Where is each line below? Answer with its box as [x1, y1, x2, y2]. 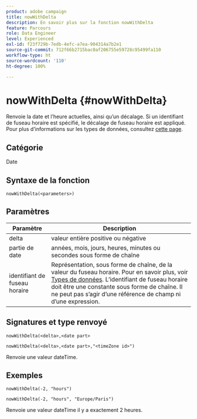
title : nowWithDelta [6, 14, 57, 20]
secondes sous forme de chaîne [51, 251, 140, 259]
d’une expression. [51, 297, 100, 306]
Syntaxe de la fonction [6, 175, 90, 185]
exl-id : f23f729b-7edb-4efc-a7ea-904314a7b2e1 [6, 42, 122, 48]
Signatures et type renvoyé [6, 317, 107, 327]
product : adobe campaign [6, 8, 67, 15]
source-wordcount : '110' [6, 58, 67, 63]
